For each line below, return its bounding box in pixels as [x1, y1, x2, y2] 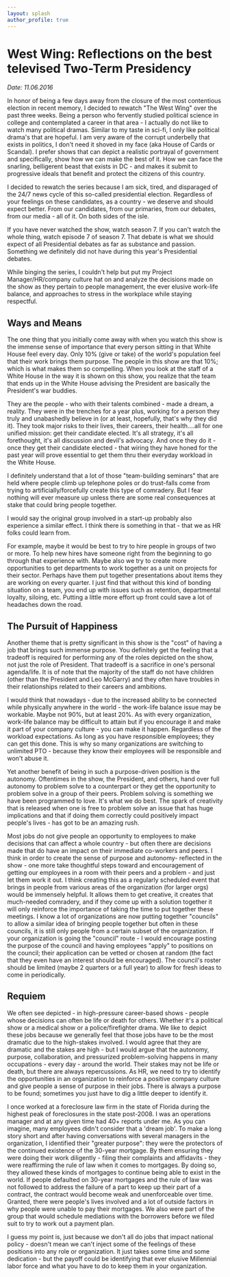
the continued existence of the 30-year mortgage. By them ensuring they [7, 1146, 214, 1155]
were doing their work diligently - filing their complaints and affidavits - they [7, 1153, 221, 1162]
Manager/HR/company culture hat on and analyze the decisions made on [7, 276, 214, 284]
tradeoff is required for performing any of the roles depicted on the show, [7, 654, 214, 662]
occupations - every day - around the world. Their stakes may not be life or [7, 1060, 219, 1068]
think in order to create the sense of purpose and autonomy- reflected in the [7, 854, 222, 863]
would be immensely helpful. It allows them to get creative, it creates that [7, 891, 214, 899]
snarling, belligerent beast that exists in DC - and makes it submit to [7, 162, 199, 170]
